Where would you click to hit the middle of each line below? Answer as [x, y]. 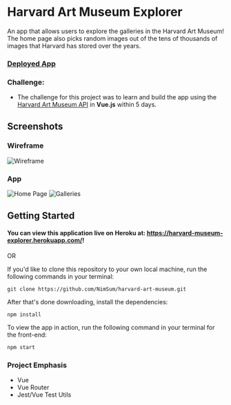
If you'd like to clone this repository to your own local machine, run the [107, 269]
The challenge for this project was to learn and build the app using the [117, 97]
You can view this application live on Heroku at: [77, 233]
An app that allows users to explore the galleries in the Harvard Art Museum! [115, 31]
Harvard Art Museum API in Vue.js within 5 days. [87, 105]
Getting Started [41, 216]
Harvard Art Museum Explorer [95, 12]
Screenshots [35, 126]
